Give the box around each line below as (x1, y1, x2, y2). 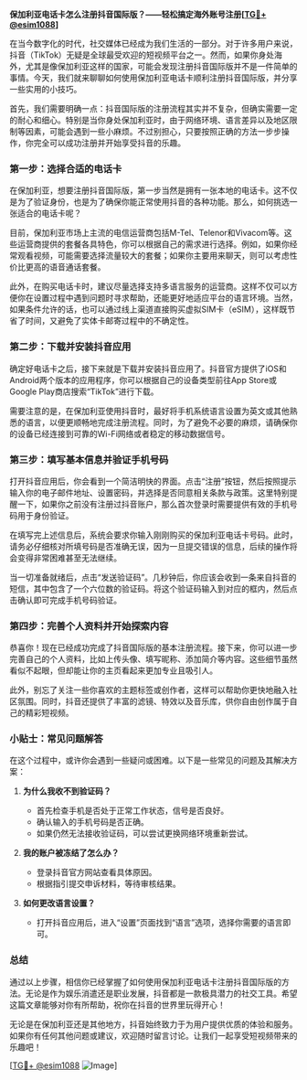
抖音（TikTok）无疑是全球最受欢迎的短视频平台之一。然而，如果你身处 (9, 49, 275, 60)
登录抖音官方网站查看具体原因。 (36, 867, 157, 878)
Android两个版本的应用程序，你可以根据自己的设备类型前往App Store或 (9, 374, 277, 385)
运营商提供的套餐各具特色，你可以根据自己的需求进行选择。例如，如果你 (16, 239, 290, 250)
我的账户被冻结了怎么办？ (22, 848, 120, 859)
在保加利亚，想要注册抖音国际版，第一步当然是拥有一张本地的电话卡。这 (9, 185, 281, 196)
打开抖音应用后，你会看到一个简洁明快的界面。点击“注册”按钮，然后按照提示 (9, 476, 297, 487)
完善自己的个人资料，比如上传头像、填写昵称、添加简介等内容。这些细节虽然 (9, 654, 298, 665)
